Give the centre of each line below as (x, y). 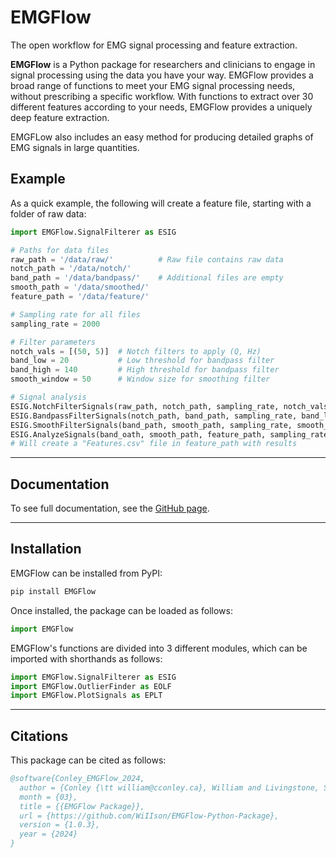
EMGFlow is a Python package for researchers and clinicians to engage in (163, 64)
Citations (39, 736)
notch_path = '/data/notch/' (71, 269)
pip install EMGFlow (53, 591)
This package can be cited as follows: (88, 760)
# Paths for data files (60, 250)
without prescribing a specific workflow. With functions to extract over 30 (162, 96)
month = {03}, (48, 797)
